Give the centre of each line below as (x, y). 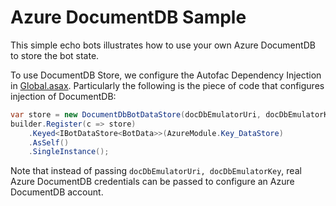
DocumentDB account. (57, 192)
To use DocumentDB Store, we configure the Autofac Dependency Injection (166, 75)
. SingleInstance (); (69, 152)
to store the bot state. (55, 55)
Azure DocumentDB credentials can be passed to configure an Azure (152, 182)
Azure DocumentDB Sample (128, 17)
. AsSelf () (49, 142)
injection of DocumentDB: (63, 96)
